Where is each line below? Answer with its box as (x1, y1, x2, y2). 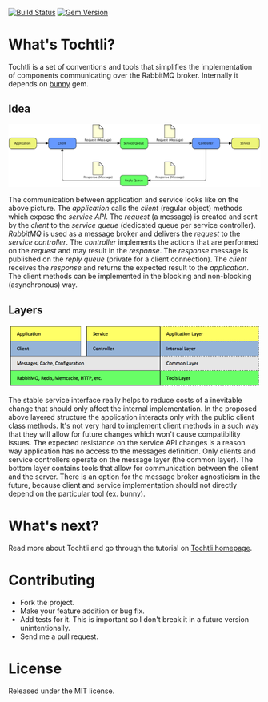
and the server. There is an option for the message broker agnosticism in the (8, 472, 261, 481)
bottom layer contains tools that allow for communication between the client (8, 464, 258, 473)
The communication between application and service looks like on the (8, 195, 239, 205)
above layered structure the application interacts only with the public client (8, 413, 254, 422)
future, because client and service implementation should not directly (8, 481, 238, 490)
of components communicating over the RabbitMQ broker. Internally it (8, 70, 238, 80)
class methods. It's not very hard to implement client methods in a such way (8, 421, 259, 431)
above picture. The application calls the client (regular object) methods (8, 204, 242, 213)
